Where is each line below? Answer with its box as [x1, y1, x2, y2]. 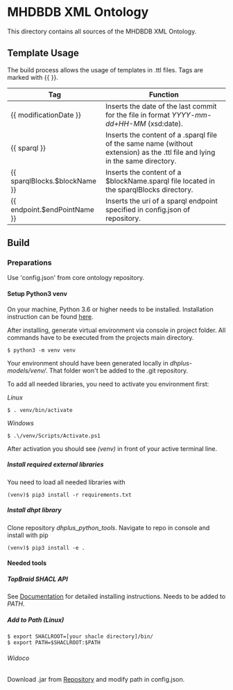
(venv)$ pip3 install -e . [7, 544, 85, 551]
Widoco [7, 654, 30, 662]
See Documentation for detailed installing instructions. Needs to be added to [7, 592, 226, 601]
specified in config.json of [105, 204, 191, 214]
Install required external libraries [7, 460, 104, 469]
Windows [7, 418, 35, 427]
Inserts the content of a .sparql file [105, 130, 217, 140]
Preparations [7, 258, 52, 268]
